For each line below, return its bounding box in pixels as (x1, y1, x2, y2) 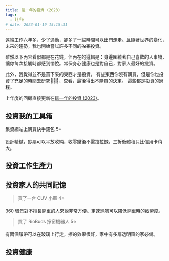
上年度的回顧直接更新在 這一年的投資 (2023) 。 (5, 95, 102, 101)
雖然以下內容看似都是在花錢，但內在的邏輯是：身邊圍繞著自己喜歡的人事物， (5, 54, 167, 60)
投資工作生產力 (5, 161, 53, 170)
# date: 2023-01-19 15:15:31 (5, 22, 68, 27)
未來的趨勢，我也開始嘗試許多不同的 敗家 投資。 (5, 43, 104, 49)
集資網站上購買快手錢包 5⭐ (5, 126, 62, 133)
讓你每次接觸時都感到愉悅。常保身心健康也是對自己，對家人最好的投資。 (5, 60, 158, 67)
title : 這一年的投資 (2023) (5, 7, 60, 13)
